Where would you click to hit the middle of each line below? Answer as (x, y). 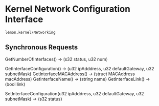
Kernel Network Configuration (68, 9)
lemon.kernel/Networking (30, 32)
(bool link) (15, 84)
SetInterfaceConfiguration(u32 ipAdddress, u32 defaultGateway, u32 (75, 93)
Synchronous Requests (42, 47)
